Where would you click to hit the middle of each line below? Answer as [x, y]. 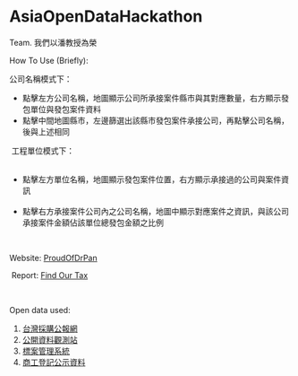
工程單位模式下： [43, 151]
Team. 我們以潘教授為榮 [53, 42]
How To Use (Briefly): [49, 60]
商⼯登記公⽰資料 [54, 362]
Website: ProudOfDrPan [53, 258]
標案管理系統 [46, 351]
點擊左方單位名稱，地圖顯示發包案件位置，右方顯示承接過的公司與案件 [152, 179]
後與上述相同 [46, 131]
